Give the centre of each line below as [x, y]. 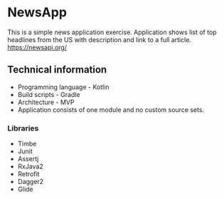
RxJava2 [31, 167]
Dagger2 [31, 182]
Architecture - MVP [46, 102]
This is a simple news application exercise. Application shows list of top [112, 32]
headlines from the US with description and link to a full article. [100, 39]
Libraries [23, 128]
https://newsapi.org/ [37, 47]
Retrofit [28, 174]
